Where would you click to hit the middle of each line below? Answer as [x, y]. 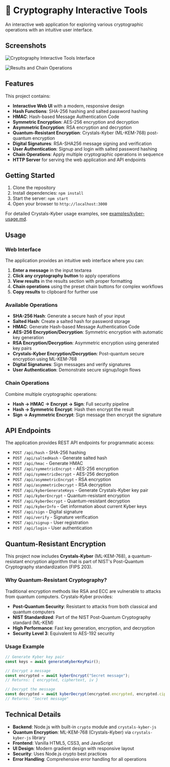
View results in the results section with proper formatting [72, 281]
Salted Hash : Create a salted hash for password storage [71, 321]
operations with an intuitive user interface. [49, 29]
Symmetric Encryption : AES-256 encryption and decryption [76, 122]
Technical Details [33, 715]
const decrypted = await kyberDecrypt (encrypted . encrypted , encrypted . [82, 694]
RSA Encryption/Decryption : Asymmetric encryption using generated [86, 343]
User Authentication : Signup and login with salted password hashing [85, 149]
